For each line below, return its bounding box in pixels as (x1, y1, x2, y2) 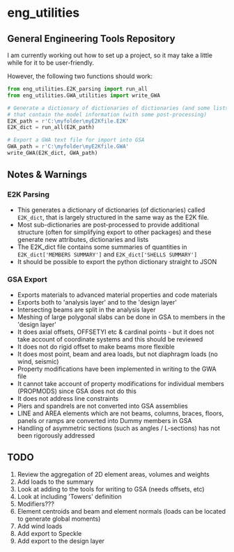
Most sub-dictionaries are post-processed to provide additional (17, 220, 200, 229)
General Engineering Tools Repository (7, 33, 175, 45)
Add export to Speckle (17, 529, 82, 537)
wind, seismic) (17, 357, 59, 365)
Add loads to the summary (17, 477, 94, 486)
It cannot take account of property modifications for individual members (17, 379, 224, 388)
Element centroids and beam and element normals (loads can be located (17, 507, 226, 515)
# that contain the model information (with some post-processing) (7, 111, 208, 118)
